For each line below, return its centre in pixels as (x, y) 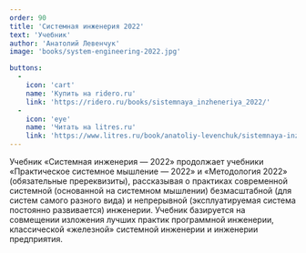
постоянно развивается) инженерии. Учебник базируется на (127, 210)
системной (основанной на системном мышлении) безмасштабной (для (151, 191)
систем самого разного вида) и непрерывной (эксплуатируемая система (153, 200)
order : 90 (28, 18)
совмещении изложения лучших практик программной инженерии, (142, 220)
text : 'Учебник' (40, 35)
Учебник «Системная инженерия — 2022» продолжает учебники (137, 162)
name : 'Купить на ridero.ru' (81, 93)
